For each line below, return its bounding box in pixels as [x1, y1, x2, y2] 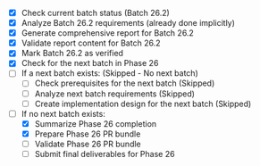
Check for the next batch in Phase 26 [21, 58, 159, 69]
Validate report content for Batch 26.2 [21, 37, 161, 48]
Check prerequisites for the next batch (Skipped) [34, 78, 215, 88]
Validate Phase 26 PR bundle [34, 138, 142, 149]
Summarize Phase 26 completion [34, 118, 157, 129]
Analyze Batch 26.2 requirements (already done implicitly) [21, 18, 236, 29]
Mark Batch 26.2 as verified [21, 48, 124, 59]
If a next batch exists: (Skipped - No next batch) [21, 68, 198, 79]
